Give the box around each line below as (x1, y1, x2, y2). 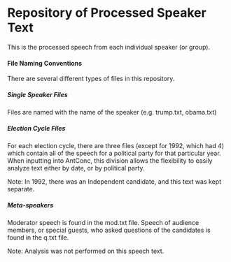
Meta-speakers (7, 201, 54, 209)
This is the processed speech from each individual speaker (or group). (7, 43, 211, 51)
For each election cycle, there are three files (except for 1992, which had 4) (7, 142, 225, 150)
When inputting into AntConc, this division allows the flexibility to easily (7, 157, 213, 165)
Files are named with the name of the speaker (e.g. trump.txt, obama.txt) (7, 108, 217, 117)
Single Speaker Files (7, 90, 68, 99)
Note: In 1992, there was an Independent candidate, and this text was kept (7, 177, 222, 186)
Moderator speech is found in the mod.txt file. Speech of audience (7, 219, 199, 227)
